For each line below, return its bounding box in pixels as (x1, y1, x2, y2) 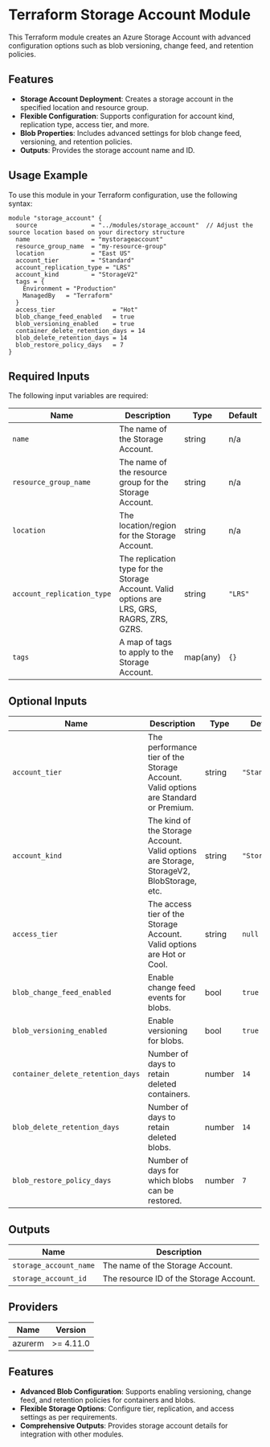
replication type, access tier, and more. (19, 119, 150, 129)
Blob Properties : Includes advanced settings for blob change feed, (19, 128, 243, 138)
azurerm (12, 1338, 44, 1349)
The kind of (147, 815, 191, 826)
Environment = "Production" (22, 284, 117, 293)
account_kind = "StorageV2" (15, 270, 138, 278)
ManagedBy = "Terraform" (22, 291, 113, 299)
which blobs (147, 1175, 194, 1186)
